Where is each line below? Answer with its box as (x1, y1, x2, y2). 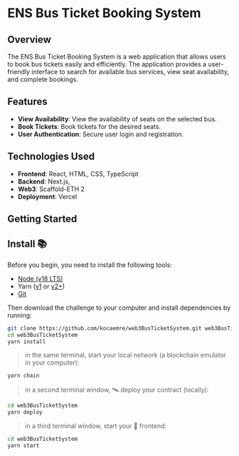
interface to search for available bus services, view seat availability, (31, 68, 230, 76)
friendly (7, 68, 31, 76)
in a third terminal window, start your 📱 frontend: (24, 422, 167, 430)
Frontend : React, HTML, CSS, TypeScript (17, 169, 139, 178)
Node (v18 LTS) (17, 274, 63, 283)
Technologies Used (7, 151, 95, 163)
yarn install (7, 338, 46, 345)
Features (7, 96, 48, 108)
